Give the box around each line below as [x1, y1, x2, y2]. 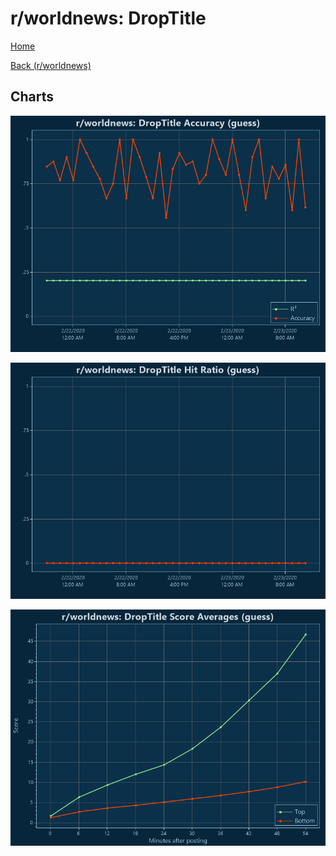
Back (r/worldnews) [10, 59, 92, 71]
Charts [10, 88, 55, 106]
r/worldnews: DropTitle [10, 7, 207, 30]
